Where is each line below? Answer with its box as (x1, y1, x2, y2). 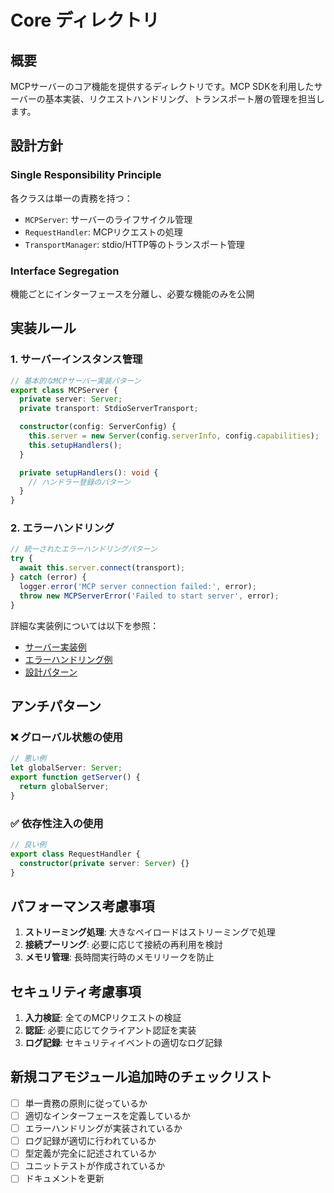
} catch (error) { (10, 572, 87, 583)
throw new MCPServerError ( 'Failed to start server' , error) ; (19, 591, 280, 601)
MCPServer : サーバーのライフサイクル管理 (24, 213, 193, 225)
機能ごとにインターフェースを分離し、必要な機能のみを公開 (10, 287, 255, 300)
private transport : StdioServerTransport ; (19, 404, 199, 414)
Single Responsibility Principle (10, 168, 162, 182)
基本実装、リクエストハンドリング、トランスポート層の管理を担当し (44, 93, 325, 105)
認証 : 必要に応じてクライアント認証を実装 (24, 1024, 197, 1036)
